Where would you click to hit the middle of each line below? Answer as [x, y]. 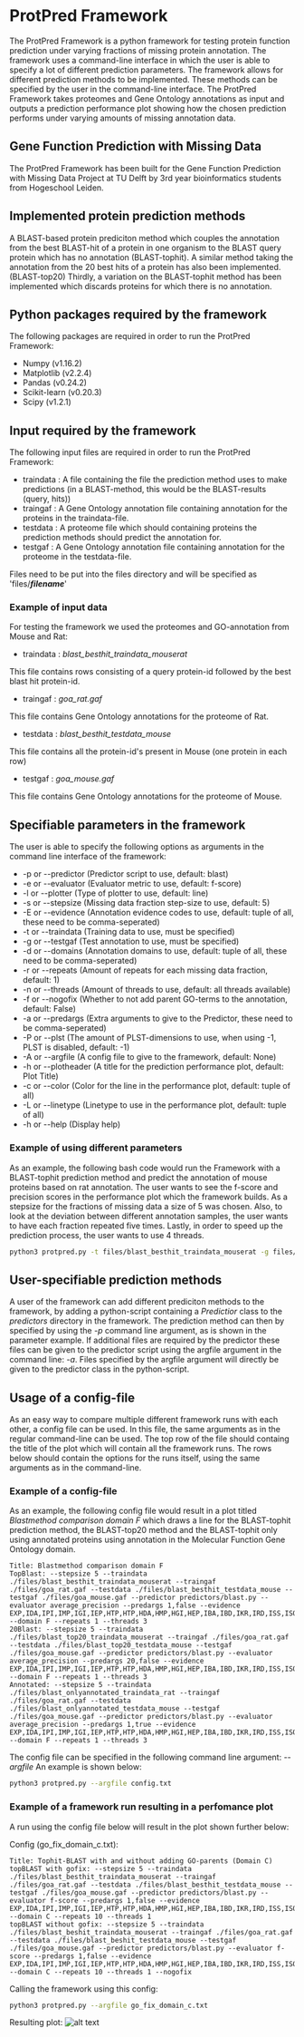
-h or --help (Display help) [71, 1124]
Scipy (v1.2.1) [47, 402]
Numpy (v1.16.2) [52, 364]
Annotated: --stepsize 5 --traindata [81, 1685]
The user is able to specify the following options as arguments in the [137, 847]
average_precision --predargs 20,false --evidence [107, 1661]
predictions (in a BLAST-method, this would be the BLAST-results [144, 490]
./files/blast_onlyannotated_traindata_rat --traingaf [115, 1693]
